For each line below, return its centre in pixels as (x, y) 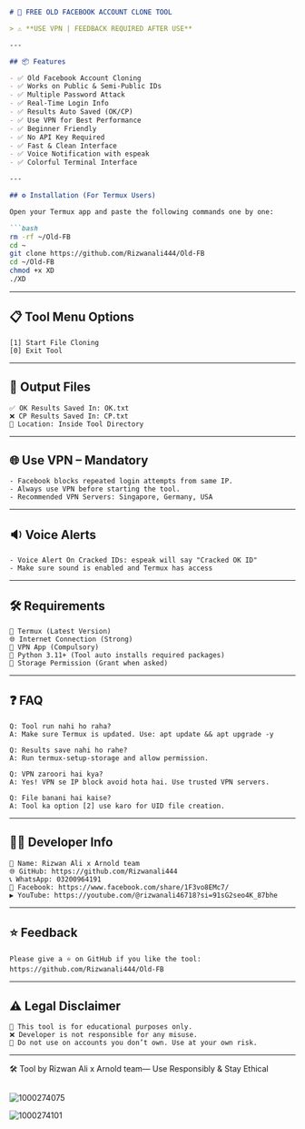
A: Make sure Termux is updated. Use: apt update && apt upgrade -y (142, 734)
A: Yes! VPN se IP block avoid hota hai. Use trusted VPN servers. (140, 782)
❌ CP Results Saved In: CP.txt (69, 416)
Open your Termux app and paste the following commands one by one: (142, 212)
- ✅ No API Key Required (57, 137)
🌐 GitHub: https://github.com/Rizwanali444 (93, 871)
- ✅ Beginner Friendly (53, 128)
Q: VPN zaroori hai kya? (56, 774)
